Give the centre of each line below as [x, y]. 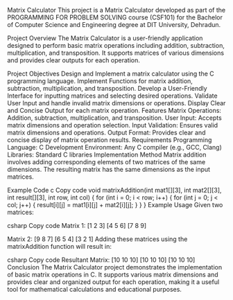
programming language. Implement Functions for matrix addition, [100, 81]
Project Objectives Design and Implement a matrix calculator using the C [111, 73]
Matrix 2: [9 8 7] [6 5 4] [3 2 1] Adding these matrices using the [97, 239]
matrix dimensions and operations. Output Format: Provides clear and [106, 132]
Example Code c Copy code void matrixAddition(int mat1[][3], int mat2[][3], [114, 190]
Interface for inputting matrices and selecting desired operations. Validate [112, 96]
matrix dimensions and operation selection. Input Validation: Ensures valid [113, 125]
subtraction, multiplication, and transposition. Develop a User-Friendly [107, 88]
